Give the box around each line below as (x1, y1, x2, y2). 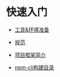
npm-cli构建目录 (14, 63, 55, 71)
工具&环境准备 (14, 26, 49, 33)
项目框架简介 (14, 51, 46, 58)
